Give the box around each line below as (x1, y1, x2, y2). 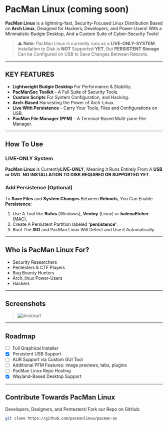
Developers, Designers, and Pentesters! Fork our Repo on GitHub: (5, 406, 141, 412)
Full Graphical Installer (12, 345, 58, 351)
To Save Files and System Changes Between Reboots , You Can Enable (5, 195, 153, 201)
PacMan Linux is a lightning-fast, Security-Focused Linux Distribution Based (5, 20, 163, 26)
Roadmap (5, 332, 36, 340)
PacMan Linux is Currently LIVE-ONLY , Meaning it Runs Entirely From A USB (5, 166, 162, 172)
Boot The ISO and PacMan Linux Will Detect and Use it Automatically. (12, 226, 155, 232)
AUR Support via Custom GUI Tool (12, 356, 83, 362)
